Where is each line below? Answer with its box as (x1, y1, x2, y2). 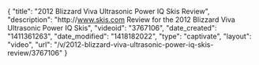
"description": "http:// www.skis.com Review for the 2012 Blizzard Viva (7, 15, 236, 24)
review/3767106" (7, 49, 63, 57)
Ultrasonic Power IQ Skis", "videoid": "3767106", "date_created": (7, 23, 217, 32)
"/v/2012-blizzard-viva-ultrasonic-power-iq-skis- (54, 40, 214, 49)
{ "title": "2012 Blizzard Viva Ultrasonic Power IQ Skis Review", (7, 7, 210, 16)
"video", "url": (7, 40, 53, 49)
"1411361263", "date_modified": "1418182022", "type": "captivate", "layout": (7, 31, 252, 41)
